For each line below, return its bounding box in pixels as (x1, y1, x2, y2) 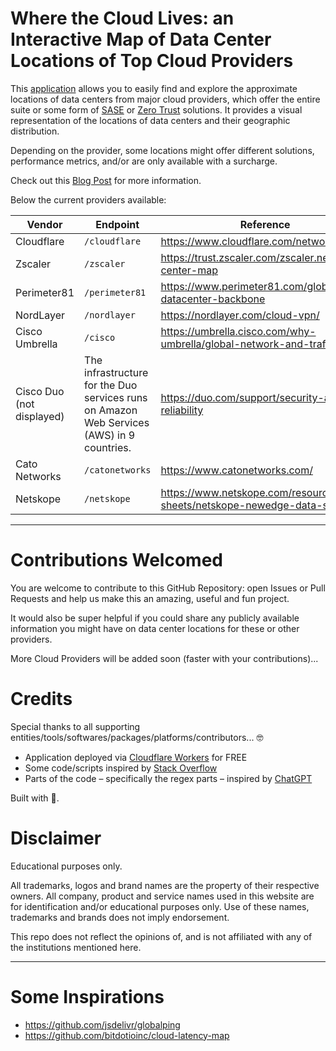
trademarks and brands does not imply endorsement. (10, 911, 230, 923)
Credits (10, 688, 73, 711)
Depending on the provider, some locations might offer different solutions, (10, 144, 315, 156)
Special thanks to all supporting (10, 720, 141, 732)
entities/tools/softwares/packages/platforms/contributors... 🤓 (10, 731, 264, 743)
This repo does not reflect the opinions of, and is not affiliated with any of (10, 930, 313, 942)
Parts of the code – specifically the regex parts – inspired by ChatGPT (24, 772, 313, 784)
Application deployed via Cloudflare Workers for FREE (24, 751, 248, 763)
